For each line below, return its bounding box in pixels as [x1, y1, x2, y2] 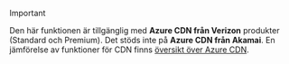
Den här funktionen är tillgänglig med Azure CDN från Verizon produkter [9, 25, 280, 35]
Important [9, 8, 46, 18]
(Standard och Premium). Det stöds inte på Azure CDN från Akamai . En [9, 35, 275, 45]
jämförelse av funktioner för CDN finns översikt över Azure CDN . [9, 44, 250, 55]
